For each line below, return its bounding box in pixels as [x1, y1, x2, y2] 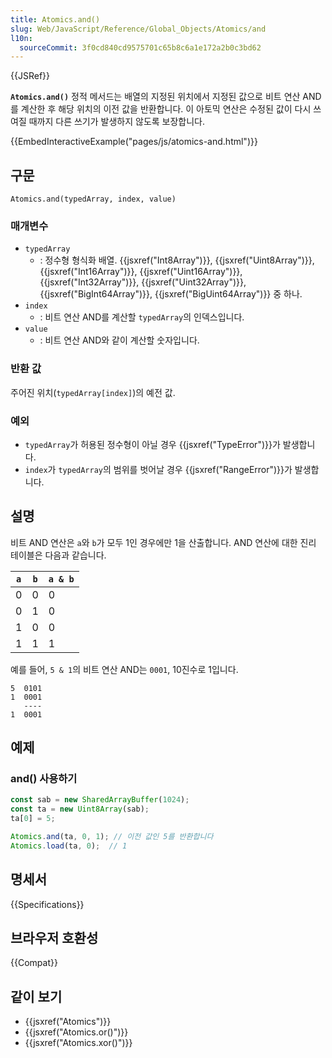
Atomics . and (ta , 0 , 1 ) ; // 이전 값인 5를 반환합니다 [10, 832, 214, 842]
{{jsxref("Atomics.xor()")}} [24, 1037, 133, 1049]
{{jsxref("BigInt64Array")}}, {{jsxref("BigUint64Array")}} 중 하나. [39, 288, 303, 300]
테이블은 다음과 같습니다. [10, 549, 107, 561]
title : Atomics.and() [10, 14, 101, 25]
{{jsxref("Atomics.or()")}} [24, 1026, 129, 1038]
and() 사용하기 [10, 772, 78, 786]
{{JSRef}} [10, 70, 50, 82]
